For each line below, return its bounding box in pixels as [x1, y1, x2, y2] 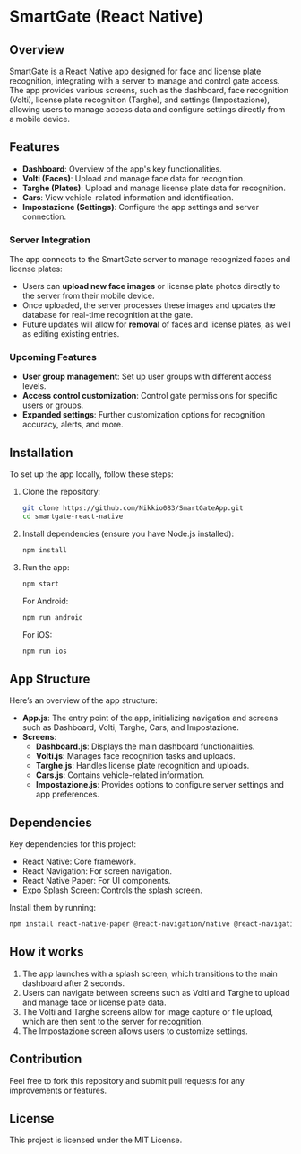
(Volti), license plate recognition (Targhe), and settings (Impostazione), [9, 94, 271, 105]
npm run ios [21, 647, 67, 656]
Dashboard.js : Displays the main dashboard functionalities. [35, 741, 255, 752]
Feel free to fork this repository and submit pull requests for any [9, 1075, 245, 1086]
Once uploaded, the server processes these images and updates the [21, 300, 276, 311]
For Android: [21, 595, 69, 606]
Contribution [9, 1052, 82, 1067]
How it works [9, 945, 84, 960]
